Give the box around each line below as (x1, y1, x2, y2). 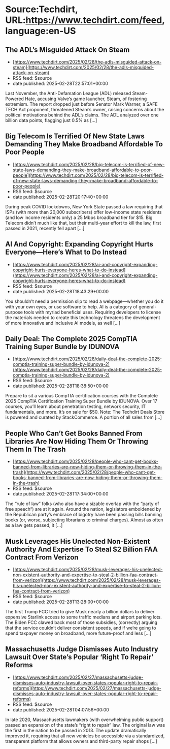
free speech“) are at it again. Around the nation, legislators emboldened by (5, 506, 161, 512)
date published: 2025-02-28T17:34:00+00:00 (12, 491, 109, 497)
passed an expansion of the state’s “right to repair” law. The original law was (5, 722, 165, 728)
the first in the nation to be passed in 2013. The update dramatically (5, 727, 147, 733)
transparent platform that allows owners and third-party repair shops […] (5, 738, 157, 744)
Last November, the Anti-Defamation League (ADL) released (5, 90, 131, 96)
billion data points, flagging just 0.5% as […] (5, 117, 97, 123)
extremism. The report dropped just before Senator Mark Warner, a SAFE (5, 101, 158, 107)
